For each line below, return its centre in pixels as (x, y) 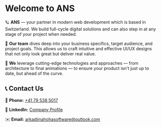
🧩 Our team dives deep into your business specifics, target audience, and (79, 43)
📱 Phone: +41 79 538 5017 (32, 100)
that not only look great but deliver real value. (51, 54)
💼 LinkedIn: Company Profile (34, 110)
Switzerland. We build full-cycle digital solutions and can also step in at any (80, 29)
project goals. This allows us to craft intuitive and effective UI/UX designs (79, 48)
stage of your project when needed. (41, 34)
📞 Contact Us (24, 89)
